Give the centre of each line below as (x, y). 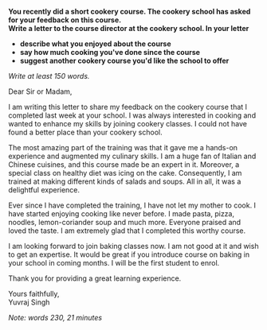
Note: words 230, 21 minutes (55, 318)
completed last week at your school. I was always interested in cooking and (132, 115)
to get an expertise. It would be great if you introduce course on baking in (129, 254)
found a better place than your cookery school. (85, 132)
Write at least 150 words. (49, 76)
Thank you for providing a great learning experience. (95, 278)
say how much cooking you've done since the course (110, 52)
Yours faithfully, (34, 294)
